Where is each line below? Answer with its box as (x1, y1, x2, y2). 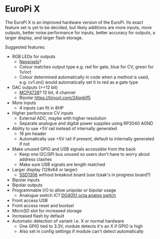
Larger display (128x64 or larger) (12, 166, 78, 172)
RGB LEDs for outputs (12, 53, 56, 59)
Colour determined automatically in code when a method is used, (19, 74, 149, 80)
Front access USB (12, 197, 48, 203)
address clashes (19, 156, 52, 162)
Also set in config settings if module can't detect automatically (19, 228, 144, 234)
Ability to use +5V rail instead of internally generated (12, 125, 117, 131)
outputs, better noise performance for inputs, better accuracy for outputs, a (5, 30, 156, 35)
